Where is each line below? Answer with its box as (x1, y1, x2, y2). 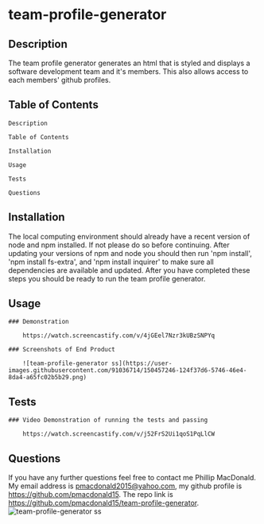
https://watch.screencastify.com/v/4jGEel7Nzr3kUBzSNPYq (22, 332, 215, 340)
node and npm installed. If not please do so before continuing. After (8, 240, 231, 250)
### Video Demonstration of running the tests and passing (8, 416, 208, 425)
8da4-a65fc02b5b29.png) (8, 374, 87, 382)
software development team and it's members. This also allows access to (8, 67, 249, 76)
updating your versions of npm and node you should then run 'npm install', (8, 248, 252, 258)
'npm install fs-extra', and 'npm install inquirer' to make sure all (8, 257, 215, 266)
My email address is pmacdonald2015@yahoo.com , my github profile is (8, 481, 243, 491)
